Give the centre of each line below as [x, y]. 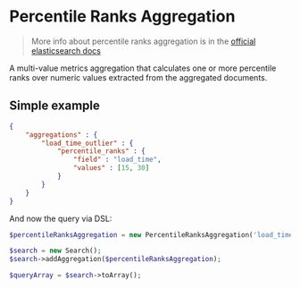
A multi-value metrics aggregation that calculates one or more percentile [143, 68]
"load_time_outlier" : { [87, 143]
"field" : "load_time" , [117, 160]
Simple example [55, 106]
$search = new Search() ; [55, 251]
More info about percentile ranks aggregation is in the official [143, 41]
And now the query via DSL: [61, 218]
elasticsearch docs [66, 50]
